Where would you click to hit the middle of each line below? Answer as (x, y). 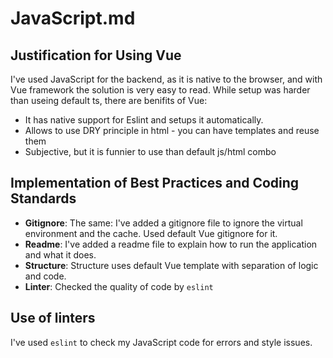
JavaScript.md (73, 18)
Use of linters (53, 318)
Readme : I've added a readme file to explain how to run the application (171, 244)
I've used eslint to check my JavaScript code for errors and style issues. (161, 342)
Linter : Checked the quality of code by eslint (119, 286)
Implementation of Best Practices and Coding (155, 183)
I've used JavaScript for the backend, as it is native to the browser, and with (166, 79)
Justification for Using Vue (96, 55)
